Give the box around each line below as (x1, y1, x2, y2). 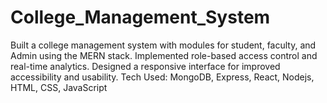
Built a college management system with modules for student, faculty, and (10, 39, 317, 51)
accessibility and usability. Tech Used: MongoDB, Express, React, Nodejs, (10, 71, 315, 83)
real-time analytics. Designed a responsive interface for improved (10, 60, 281, 72)
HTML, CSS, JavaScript (10, 81, 108, 93)
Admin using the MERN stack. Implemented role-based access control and (10, 49, 318, 61)
